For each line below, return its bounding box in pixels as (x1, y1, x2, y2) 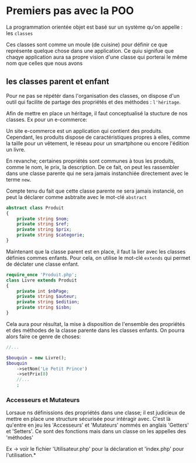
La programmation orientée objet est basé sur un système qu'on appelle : (6, 23, 183, 30)
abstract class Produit (6, 205, 64, 211)
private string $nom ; (16, 215, 69, 222)
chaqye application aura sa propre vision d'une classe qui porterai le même (6, 53, 188, 60)
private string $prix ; (16, 227, 72, 232)
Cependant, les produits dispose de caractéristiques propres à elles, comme (6, 133, 190, 140)
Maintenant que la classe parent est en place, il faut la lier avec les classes (6, 248, 186, 255)
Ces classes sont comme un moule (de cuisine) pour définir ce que (6, 41, 168, 48)
